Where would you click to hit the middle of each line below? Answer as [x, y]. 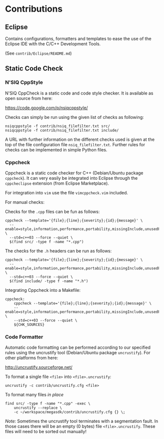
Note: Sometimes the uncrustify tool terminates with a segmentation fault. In [82, 421]
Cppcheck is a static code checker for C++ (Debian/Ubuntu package [74, 173]
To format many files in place [34, 395]
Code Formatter [24, 337]
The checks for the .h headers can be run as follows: [59, 251]
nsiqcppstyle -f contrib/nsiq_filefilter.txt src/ [58, 126]
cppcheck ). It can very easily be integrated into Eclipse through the [72, 178]
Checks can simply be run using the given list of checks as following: [74, 117]
